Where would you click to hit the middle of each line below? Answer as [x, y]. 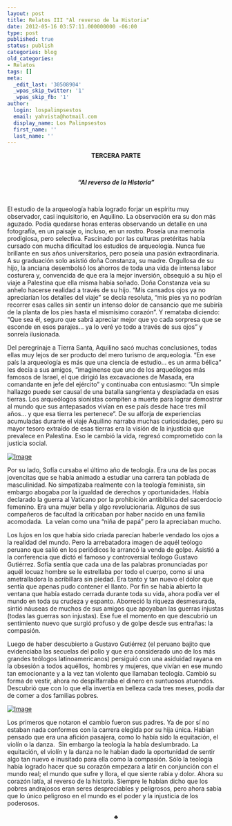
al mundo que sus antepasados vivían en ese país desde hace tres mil [107, 406]
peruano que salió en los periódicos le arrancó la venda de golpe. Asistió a [113, 550]
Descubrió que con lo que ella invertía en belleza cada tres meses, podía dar [116, 688]
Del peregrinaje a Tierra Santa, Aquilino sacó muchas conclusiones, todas [112, 348]
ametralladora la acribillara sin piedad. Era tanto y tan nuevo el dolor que [110, 580]
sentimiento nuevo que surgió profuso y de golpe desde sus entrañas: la [110, 623]
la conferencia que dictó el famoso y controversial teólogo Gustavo [103, 557]
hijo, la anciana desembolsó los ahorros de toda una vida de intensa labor [112, 268]
